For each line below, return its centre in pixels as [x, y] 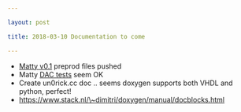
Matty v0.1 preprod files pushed [70, 66]
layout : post [29, 22]
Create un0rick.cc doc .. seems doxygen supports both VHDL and [126, 83]
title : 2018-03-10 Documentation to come [76, 36]
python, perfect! [45, 91]
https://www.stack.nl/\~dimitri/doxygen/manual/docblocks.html [122, 99]
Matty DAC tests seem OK [61, 74]
